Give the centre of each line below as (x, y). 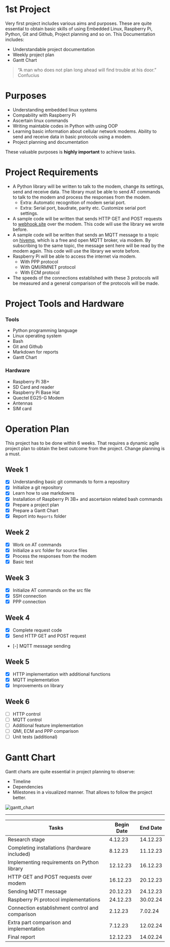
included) (19, 854)
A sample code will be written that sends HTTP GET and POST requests (87, 218)
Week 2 (17, 532)
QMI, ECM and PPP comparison (46, 731)
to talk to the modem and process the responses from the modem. (82, 197)
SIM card (22, 408)
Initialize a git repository (37, 488)
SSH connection (29, 596)
